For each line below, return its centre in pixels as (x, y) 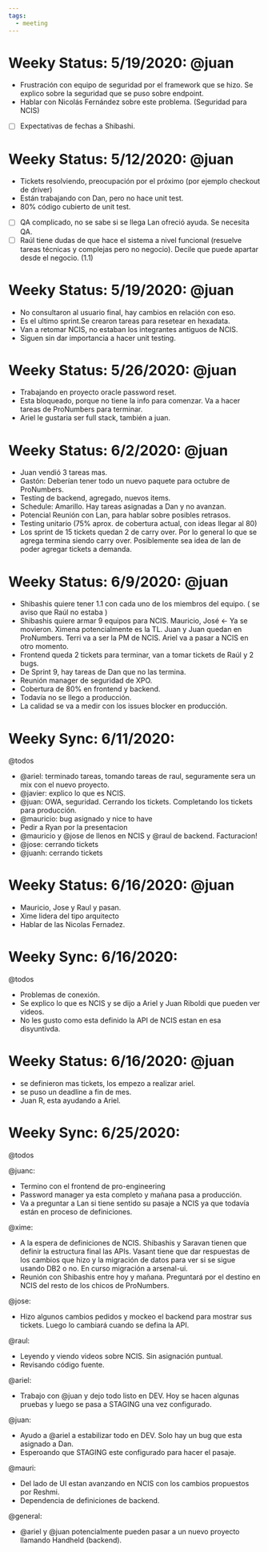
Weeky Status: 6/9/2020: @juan (118, 581)
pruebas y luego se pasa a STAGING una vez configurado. (116, 1404)
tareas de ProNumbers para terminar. (81, 409)
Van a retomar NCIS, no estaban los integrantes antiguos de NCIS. (129, 329)
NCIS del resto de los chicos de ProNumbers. (94, 1285)
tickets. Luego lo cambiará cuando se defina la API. (104, 1325)
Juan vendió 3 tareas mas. (64, 472)
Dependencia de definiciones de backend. (90, 1500)
